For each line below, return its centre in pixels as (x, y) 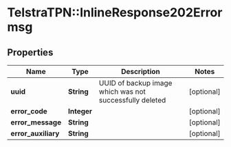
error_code (29, 111)
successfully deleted (132, 100)
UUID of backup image (135, 83)
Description (141, 71)
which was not (122, 92)
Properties (30, 52)
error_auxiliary (35, 133)
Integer (80, 111)
